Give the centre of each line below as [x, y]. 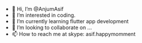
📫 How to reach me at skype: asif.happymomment [74, 34]
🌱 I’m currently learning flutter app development [70, 21]
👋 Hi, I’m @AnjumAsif [38, 9]
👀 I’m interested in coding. [43, 15]
